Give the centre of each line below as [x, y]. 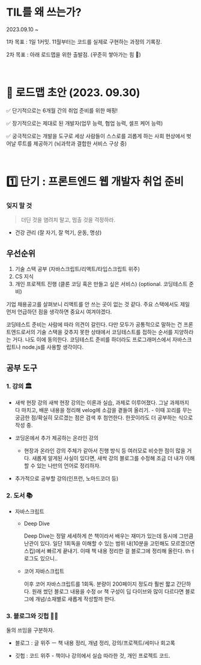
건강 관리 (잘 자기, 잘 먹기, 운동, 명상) [58, 232]
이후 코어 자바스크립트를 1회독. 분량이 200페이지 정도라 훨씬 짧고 [99, 584]
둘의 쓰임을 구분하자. [30, 630]
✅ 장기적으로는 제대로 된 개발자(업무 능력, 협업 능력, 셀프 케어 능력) [85, 123]
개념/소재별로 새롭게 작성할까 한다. [75, 599]
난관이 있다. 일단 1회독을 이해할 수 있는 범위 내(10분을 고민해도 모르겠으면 [109, 544]
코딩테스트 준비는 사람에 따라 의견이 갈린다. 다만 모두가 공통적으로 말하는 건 [94, 324]
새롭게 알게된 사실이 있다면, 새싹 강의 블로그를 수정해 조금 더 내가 [108, 458]
